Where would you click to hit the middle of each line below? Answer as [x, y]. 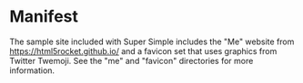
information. [32, 70]
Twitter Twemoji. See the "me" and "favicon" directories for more [131, 60]
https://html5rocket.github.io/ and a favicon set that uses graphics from [143, 51]
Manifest [44, 17]
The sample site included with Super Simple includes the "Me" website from [152, 41]
